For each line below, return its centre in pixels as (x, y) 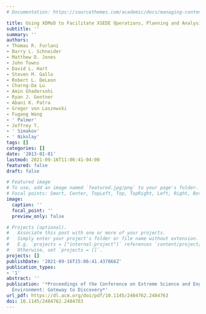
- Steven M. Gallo (30, 74)
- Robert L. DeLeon (31, 80)
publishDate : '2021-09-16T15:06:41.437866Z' (64, 261)
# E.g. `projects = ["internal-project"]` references (79, 245)
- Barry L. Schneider (34, 52)
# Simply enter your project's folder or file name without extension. (103, 239)
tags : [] (17, 143)
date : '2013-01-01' (31, 154)
